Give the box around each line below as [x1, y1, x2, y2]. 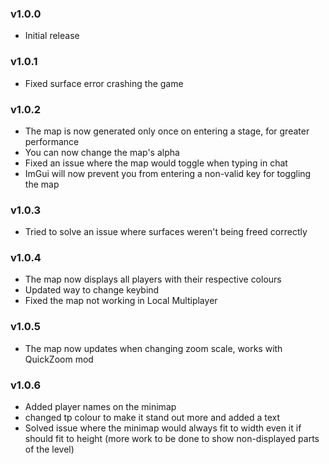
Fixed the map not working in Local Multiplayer [24, 295, 218, 307]
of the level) [24, 443, 75, 456]
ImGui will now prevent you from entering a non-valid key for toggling [24, 167, 312, 179]
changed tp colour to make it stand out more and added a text [24, 412, 281, 424]
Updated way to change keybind [24, 284, 160, 296]
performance [24, 135, 80, 147]
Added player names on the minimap [24, 401, 177, 413]
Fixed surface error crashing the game [24, 77, 184, 89]
